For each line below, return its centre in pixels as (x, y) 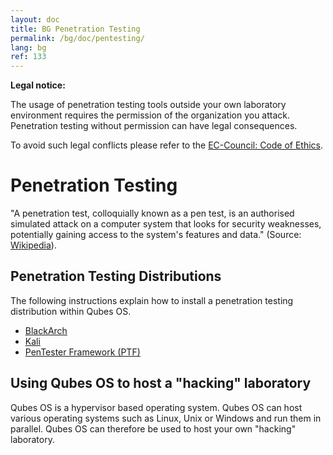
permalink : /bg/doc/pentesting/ (77, 38)
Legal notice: (38, 85)
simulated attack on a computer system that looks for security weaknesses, (166, 224)
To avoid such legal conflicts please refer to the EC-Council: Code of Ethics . (167, 145)
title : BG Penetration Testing (75, 29)
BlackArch (46, 330)
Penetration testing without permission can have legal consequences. (154, 126)
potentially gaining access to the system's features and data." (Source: (156, 235)
